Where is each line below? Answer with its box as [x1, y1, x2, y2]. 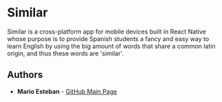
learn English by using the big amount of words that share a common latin [7, 42, 216, 50]
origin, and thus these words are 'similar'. [7, 49, 124, 58]
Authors [7, 69, 43, 81]
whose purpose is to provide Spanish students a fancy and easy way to [7, 34, 210, 42]
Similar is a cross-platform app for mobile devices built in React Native [7, 27, 206, 36]
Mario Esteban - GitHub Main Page [16, 87, 118, 95]
